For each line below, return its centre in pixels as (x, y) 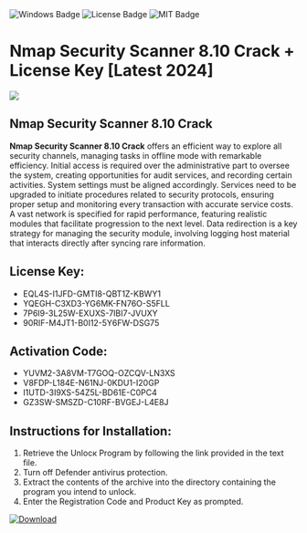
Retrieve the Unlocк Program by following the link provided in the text (153, 453)
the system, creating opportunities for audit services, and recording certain (151, 175)
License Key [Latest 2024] (111, 71)
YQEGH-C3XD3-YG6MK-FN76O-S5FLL (96, 303)
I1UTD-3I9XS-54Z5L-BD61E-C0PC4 (90, 392)
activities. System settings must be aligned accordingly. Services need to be (153, 184)
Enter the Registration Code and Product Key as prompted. (133, 502)
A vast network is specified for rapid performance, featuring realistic (138, 214)
